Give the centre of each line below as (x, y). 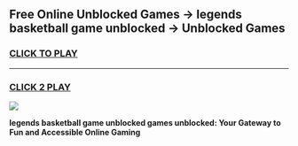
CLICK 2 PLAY (40, 87)
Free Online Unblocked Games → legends (125, 15)
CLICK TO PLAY (43, 54)
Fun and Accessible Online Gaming (75, 132)
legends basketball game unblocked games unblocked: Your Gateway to (145, 122)
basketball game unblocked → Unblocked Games (147, 29)
